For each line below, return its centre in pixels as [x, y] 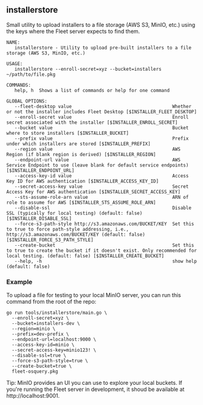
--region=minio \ [34, 329]
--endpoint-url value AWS [98, 160]
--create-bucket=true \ [42, 366]
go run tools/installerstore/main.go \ [57, 313]
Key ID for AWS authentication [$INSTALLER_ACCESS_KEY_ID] [83, 181]
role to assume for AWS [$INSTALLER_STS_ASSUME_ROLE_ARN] [81, 202]
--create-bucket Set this [104, 245]
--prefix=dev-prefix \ [40, 334]
